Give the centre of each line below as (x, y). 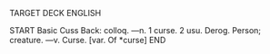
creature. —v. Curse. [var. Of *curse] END (88, 40)
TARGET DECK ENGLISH (55, 13)
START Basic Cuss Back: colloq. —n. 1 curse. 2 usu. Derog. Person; (135, 30)
